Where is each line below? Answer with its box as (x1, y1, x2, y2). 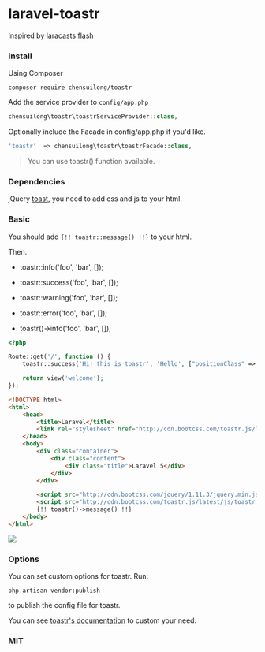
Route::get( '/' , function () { (8, 352, 111, 361)
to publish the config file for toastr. (8, 601, 121, 610)
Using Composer (8, 69, 63, 78)
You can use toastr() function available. (27, 156, 155, 166)
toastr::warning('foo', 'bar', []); (19, 292, 118, 302)
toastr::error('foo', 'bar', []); (19, 308, 108, 318)
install (8, 50, 33, 61)
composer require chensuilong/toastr (8, 84, 132, 91)
